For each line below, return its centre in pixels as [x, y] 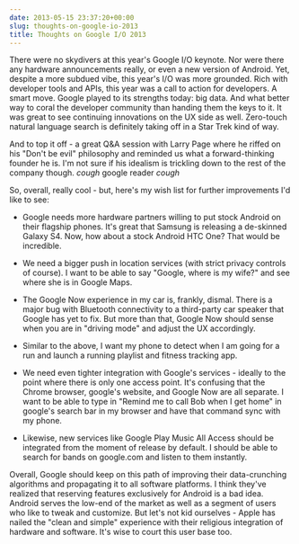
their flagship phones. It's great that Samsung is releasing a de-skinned [154, 227]
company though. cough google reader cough [95, 173]
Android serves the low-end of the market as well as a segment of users [143, 504]
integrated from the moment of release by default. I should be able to [150, 448]
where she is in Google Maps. [77, 282]
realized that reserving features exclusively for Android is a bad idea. [136, 494]
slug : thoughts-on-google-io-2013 [74, 26]
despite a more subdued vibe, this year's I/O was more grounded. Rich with [149, 79]
